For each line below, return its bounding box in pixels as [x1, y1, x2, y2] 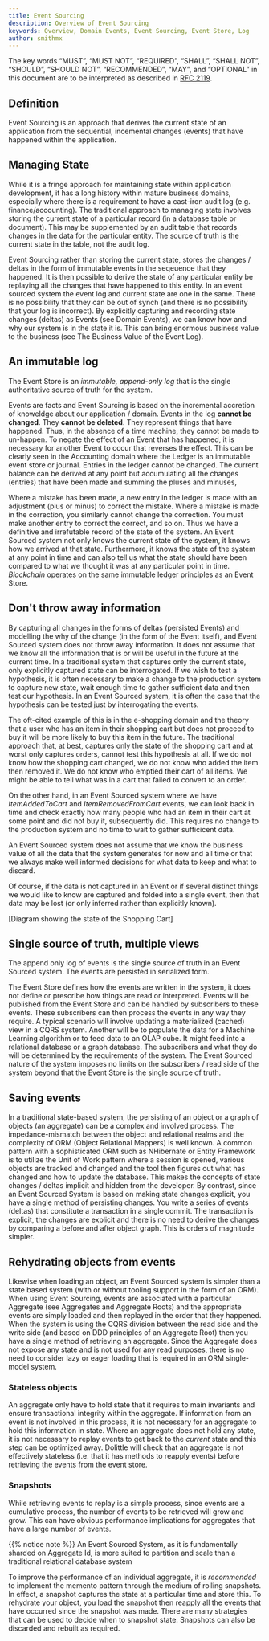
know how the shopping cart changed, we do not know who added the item [8, 757, 259, 767]
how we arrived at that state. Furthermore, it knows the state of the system [8, 544, 255, 553]
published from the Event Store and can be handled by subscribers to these [8, 999, 259, 1009]
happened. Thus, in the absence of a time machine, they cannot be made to [8, 426, 259, 435]
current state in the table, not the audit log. [8, 239, 150, 249]
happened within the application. [8, 135, 117, 145]
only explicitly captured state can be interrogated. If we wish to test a [8, 665, 238, 675]
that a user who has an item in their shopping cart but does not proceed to [8, 724, 255, 733]
